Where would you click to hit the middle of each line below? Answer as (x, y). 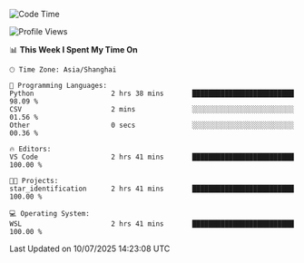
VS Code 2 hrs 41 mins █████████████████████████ (152, 157)
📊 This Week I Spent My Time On (74, 49)
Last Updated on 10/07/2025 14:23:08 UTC (90, 248)
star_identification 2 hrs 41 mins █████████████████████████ (152, 189)
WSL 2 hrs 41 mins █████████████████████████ (152, 224)
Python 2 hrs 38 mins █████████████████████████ (152, 93)
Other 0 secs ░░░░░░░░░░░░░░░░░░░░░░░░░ (152, 125)
